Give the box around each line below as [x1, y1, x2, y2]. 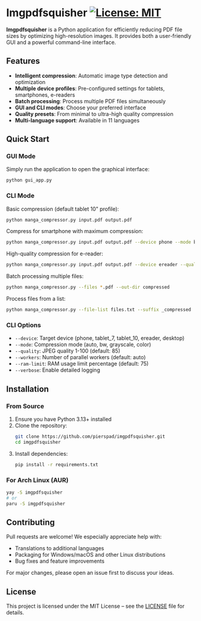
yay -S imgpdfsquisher [6, 489, 63, 495]
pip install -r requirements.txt [14, 461, 99, 468]
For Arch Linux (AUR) [6, 476, 69, 484]
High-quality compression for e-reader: [6, 250, 103, 258]
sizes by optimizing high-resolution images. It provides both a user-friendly [6, 32, 191, 39]
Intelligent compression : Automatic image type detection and [14, 72, 168, 79]
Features [6, 56, 40, 66]
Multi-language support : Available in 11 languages [14, 117, 140, 124]
